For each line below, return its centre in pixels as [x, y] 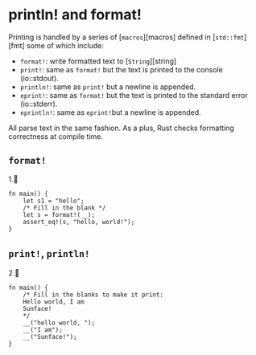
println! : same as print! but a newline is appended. [108, 87]
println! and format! [75, 15]
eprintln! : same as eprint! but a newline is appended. [110, 112]
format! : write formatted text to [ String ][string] [98, 61]
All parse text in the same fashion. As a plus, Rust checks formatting [122, 128]
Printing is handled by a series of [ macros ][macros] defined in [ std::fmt [126, 37]
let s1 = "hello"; [54, 201]
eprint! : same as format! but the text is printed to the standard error [134, 95]
